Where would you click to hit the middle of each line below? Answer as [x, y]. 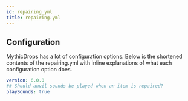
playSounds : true [28, 92]
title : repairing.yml [34, 18]
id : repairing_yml [29, 12]
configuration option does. [39, 70]
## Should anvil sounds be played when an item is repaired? [85, 86]
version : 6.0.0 [25, 80]
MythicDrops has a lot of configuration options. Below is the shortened [94, 57]
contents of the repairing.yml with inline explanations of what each [89, 63]
